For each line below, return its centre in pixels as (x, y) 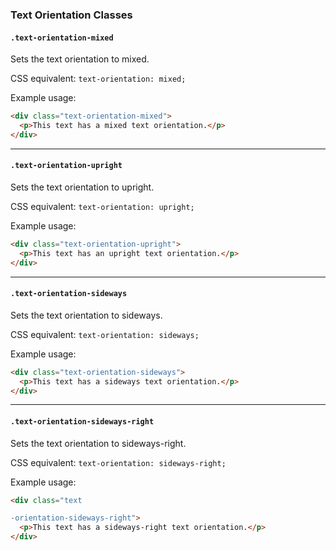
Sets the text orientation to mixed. (80, 59)
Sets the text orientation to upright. (82, 187)
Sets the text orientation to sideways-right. (98, 443)
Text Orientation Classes (71, 15)
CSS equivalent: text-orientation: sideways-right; (118, 462)
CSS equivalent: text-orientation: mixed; (98, 79)
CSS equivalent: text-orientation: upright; (102, 206)
